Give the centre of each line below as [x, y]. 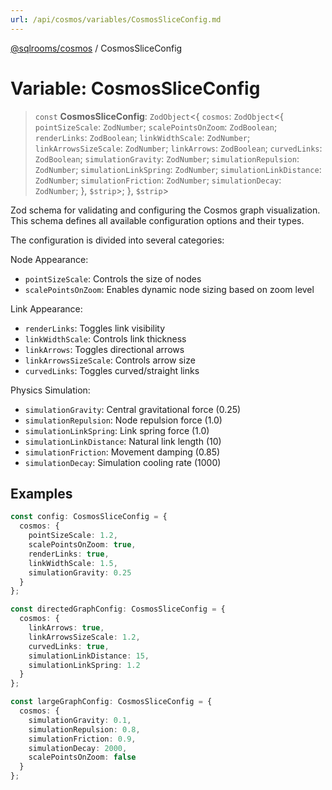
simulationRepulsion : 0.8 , [84, 729]
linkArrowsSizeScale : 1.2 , [84, 637]
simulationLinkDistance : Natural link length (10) [123, 441]
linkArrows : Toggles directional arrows [104, 349]
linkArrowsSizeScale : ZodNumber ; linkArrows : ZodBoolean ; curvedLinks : [178, 148]
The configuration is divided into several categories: [117, 240]
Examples [41, 493]
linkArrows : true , [66, 628]
